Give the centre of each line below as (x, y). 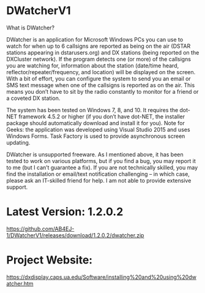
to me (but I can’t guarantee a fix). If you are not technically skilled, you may (102, 167)
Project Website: (50, 260)
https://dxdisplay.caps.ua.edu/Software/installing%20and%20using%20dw (102, 277)
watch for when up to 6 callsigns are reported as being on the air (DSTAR (99, 46)
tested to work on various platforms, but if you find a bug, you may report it (101, 161)
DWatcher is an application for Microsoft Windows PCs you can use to (95, 39)
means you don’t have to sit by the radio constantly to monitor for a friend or (102, 91)
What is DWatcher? (31, 28)
